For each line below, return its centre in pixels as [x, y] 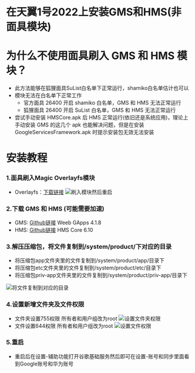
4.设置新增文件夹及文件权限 [45, 305]
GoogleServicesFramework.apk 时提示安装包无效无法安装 [84, 132]
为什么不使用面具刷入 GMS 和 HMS [90, 56]
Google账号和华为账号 [47, 364]
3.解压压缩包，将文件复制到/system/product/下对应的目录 [89, 247]
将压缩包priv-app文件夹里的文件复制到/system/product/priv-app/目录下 [101, 275]
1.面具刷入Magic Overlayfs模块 [51, 178]
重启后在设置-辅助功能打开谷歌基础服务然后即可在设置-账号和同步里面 [99, 356]
